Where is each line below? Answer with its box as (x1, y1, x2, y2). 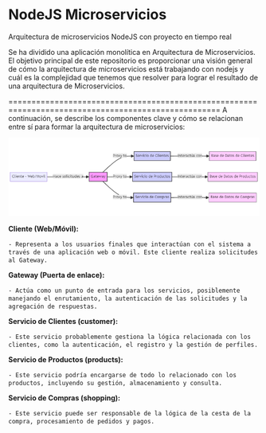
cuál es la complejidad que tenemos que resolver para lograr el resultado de (8, 72, 259, 82)
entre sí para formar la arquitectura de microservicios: (8, 122, 186, 131)
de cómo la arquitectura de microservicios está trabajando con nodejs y (8, 64, 244, 73)
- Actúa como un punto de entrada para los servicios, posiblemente (8, 287, 241, 295)
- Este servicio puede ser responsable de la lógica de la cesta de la (8, 410, 251, 418)
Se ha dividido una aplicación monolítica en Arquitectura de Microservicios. (8, 47, 256, 57)
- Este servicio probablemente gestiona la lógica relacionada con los (8, 333, 251, 341)
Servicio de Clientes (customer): (8, 317, 118, 326)
